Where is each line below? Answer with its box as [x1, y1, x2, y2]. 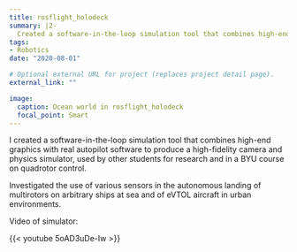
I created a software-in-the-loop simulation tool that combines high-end [9, 134, 271, 146]
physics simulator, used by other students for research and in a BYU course [9, 154, 285, 164]
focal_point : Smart [17, 111, 89, 119]
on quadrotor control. [9, 163, 87, 173]
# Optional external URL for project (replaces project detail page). [9, 70, 275, 80]
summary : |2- [9, 21, 57, 30]
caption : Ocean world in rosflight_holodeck [17, 103, 184, 111]
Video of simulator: [9, 216, 79, 226]
